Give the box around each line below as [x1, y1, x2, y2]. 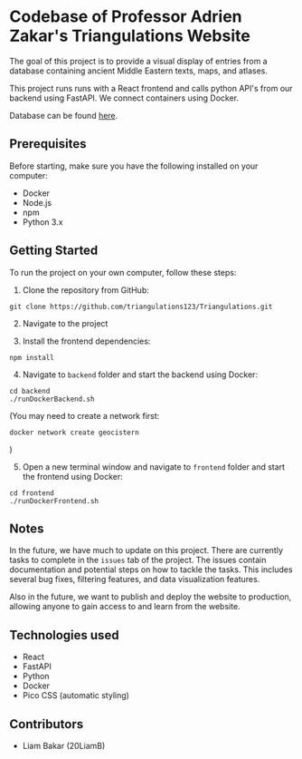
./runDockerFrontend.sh [9, 496, 99, 505]
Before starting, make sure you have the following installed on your [9, 161, 259, 171]
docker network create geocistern [9, 428, 140, 437]
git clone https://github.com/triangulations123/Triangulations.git [9, 302, 273, 311]
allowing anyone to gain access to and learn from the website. [9, 601, 241, 612]
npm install [9, 353, 54, 362]
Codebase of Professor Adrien [9, 6, 242, 27]
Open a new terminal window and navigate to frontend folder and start [22, 461, 286, 472]
